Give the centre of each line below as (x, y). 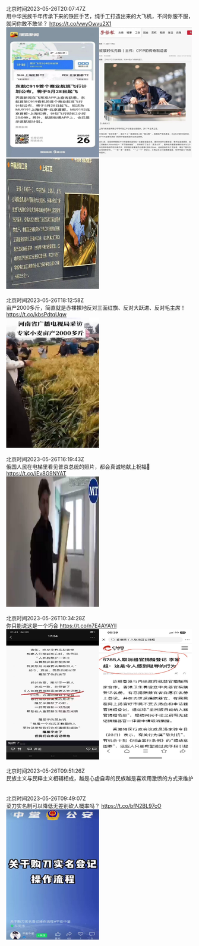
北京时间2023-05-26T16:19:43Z (45, 459)
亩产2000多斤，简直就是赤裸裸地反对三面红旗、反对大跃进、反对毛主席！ (96, 308)
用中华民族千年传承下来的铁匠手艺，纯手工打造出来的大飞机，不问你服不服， (100, 16)
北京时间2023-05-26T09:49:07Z (46, 798)
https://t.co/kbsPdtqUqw (37, 314)
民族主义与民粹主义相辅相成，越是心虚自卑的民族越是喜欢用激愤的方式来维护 (100, 778)
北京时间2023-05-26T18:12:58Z (45, 300)
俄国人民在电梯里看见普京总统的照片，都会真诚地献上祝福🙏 (78, 467)
